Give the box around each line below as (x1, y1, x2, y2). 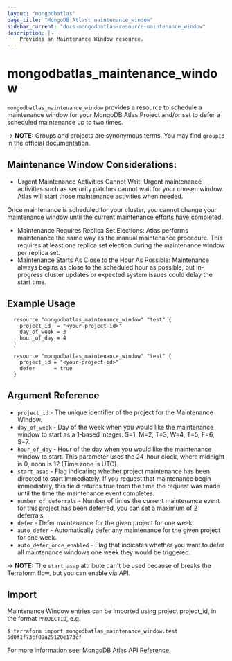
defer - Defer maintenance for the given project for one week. (17, 518, 194, 527)
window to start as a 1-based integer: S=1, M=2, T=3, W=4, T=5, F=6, (17, 430, 215, 439)
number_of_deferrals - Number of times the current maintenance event (17, 496, 220, 504)
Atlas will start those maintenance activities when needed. (17, 192, 184, 200)
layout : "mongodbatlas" (7, 10, 76, 17)
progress (17, 270, 44, 279)
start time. (17, 278, 47, 286)
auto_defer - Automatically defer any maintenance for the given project (17, 526, 221, 534)
